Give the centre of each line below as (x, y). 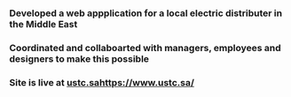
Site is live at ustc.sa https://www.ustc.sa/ (102, 82)
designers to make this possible (79, 58)
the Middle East (43, 24)
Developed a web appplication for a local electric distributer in (145, 13)
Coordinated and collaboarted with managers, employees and (145, 48)
